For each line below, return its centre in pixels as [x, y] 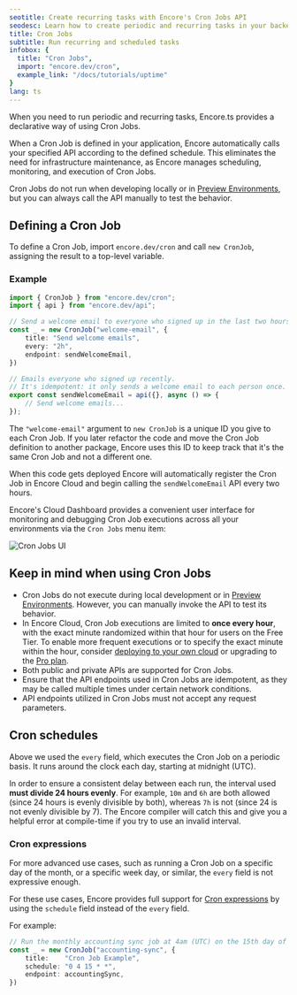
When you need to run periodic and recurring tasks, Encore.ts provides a [142, 117]
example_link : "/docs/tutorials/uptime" [92, 75]
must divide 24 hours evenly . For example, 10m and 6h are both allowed [140, 792]
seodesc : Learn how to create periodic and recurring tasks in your [138, 26]
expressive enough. [45, 882]
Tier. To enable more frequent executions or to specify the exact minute [152, 641]
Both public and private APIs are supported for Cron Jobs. [128, 670]
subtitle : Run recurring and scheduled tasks [94, 42]
